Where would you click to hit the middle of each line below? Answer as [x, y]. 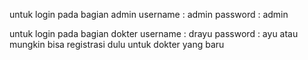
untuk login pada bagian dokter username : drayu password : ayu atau [154, 33]
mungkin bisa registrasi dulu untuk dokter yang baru [117, 44]
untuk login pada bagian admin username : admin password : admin [149, 14]
